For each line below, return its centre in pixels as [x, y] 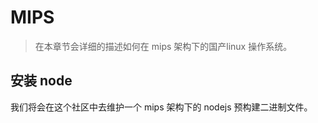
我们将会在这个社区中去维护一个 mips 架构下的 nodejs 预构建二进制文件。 [161, 107]
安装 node [41, 81]
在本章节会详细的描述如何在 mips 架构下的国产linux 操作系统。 [163, 46]
